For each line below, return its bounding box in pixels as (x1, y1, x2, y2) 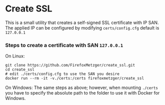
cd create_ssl (5, 67, 35, 72)
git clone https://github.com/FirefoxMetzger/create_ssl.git (5, 63, 135, 68)
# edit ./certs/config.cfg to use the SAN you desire (5, 71, 120, 76)
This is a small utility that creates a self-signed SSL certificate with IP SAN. (5, 19, 159, 25)
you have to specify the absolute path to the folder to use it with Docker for (5, 90, 160, 96)
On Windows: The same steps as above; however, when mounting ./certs (5, 84, 158, 90)
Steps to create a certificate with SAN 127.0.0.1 (5, 41, 123, 48)
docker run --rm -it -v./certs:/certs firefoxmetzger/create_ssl (5, 76, 144, 81)
